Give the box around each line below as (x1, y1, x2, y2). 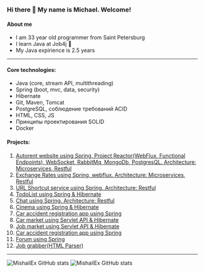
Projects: (7, 138, 30, 146)
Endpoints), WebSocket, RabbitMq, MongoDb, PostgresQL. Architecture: (15, 158, 196, 166)
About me (7, 21, 33, 28)
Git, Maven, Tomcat (15, 99, 65, 106)
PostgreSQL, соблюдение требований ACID (15, 105, 128, 112)
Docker (15, 125, 35, 132)
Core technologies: (7, 66, 56, 73)
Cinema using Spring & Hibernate (15, 203, 99, 210)
